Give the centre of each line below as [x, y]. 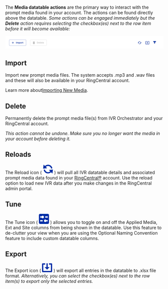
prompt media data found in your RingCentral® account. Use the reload [79, 178]
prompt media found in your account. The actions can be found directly [79, 13]
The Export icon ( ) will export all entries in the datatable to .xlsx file [81, 271]
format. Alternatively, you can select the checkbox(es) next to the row [77, 276]
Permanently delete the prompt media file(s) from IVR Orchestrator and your [84, 118]
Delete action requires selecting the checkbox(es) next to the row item [78, 23]
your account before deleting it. [38, 139]
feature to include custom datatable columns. [52, 238]
